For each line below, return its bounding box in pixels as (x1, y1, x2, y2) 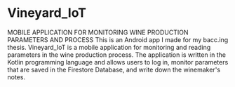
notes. (7, 72, 26, 81)
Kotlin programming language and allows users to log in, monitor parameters (7, 58, 229, 66)
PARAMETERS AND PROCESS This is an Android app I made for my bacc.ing (7, 35, 229, 43)
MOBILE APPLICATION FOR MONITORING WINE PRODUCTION (7, 28, 189, 36)
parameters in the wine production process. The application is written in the (7, 51, 227, 59)
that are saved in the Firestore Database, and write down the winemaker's (7, 65, 221, 74)
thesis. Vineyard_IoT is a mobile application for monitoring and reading (7, 43, 211, 51)
